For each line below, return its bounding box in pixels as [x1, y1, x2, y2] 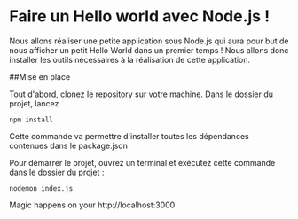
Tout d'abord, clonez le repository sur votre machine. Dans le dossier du [9, 89, 273, 99]
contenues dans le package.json [9, 140, 129, 151]
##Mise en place [9, 71, 71, 82]
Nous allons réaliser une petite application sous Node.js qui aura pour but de [9, 35, 289, 46]
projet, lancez [9, 98, 59, 108]
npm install [9, 115, 53, 124]
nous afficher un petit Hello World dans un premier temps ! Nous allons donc [9, 44, 289, 55]
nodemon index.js [9, 184, 74, 192]
